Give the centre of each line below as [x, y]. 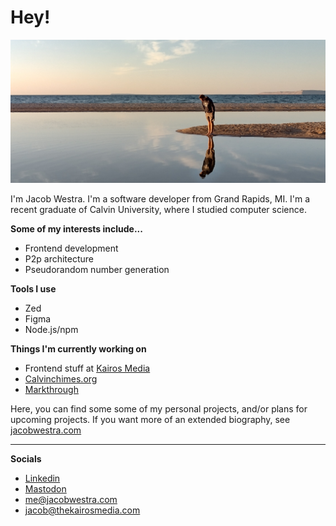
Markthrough [51, 389]
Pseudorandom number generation [97, 269]
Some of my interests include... [76, 228]
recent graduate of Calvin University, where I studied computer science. [158, 209]
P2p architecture [59, 258]
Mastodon [45, 488]
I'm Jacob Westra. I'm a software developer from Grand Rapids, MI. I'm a [160, 198]
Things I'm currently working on [78, 348]
